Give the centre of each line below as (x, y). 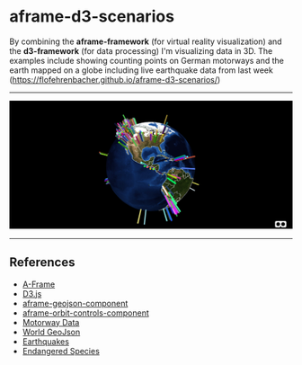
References (42, 263)
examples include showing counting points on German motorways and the (147, 60)
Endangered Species (61, 351)
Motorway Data (51, 322)
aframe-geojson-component (75, 303)
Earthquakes (46, 341)
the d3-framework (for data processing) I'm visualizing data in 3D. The (141, 50)
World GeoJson (51, 332)
